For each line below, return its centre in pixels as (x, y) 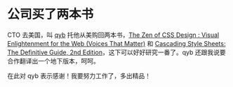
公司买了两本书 (51, 14)
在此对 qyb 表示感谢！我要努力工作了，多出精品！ (79, 76)
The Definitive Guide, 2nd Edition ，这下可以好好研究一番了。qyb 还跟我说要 (116, 52)
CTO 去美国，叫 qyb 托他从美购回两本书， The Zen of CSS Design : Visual (113, 35)
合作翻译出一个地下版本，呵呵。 (53, 61)
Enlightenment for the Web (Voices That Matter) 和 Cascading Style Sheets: (116, 43)
